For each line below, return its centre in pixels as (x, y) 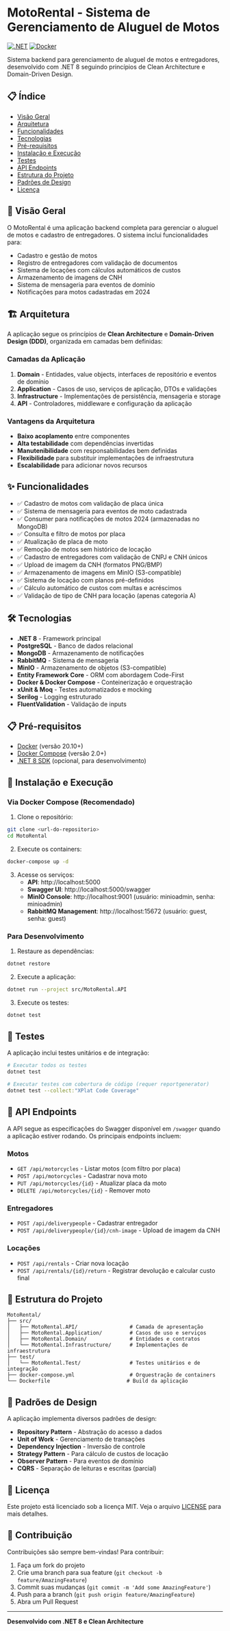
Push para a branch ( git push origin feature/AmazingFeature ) (106, 1594)
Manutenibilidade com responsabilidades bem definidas (97, 450)
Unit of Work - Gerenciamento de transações (81, 1440)
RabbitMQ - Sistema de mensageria (68, 660)
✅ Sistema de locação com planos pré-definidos (85, 580)
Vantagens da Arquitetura (51, 421)
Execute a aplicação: (46, 976)
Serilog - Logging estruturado (59, 696)
